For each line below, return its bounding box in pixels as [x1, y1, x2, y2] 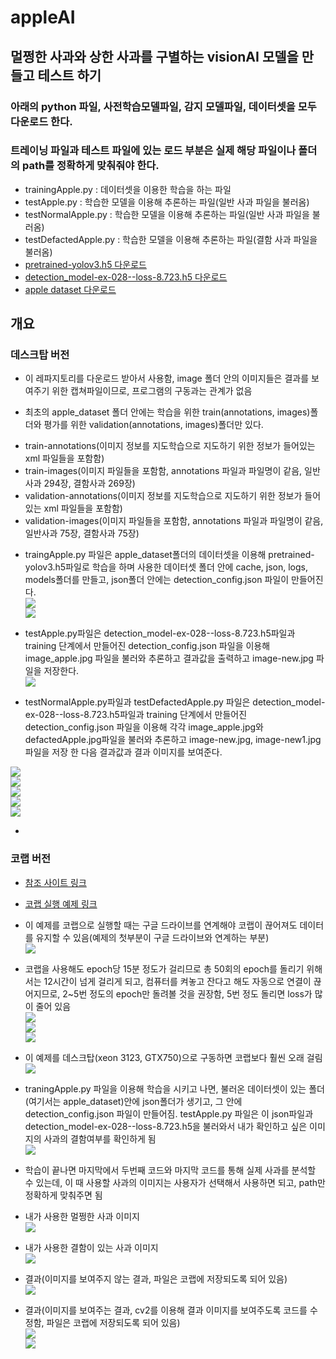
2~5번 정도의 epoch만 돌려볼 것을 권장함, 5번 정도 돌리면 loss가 [62, 987, 313, 1000]
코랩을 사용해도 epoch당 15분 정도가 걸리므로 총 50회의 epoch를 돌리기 [24, 962, 305, 975]
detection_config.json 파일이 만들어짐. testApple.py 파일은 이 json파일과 [24, 1107, 314, 1120]
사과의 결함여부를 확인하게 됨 [43, 1132, 157, 1145]
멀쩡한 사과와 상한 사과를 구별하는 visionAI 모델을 [10, 48, 299, 65]
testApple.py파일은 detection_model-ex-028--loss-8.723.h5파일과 [24, 627, 296, 640]
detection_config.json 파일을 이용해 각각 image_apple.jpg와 [24, 721, 264, 733]
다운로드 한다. [10, 114, 73, 128]
